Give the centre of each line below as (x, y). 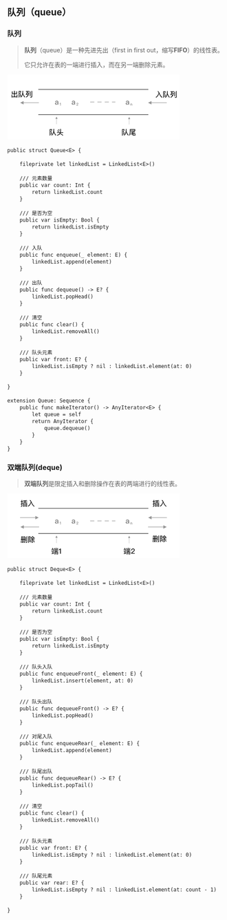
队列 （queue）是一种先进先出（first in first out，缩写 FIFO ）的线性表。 (123, 50)
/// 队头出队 (36, 702)
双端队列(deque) (35, 467)
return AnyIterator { (63, 421)
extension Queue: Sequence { (49, 400)
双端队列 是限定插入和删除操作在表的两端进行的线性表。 (102, 483)
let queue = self (56, 414)
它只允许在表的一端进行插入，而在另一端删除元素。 (96, 65)
